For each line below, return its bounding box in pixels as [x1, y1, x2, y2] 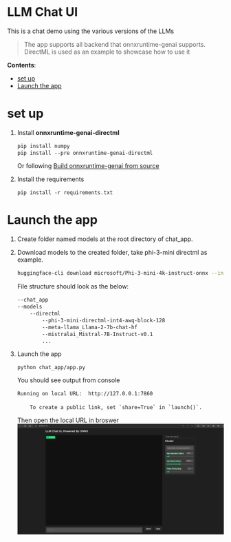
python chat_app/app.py [16, 364, 86, 371]
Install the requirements [16, 175, 85, 183]
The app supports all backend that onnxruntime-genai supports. [23, 40, 206, 48]
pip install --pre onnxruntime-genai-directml [16, 149, 153, 156]
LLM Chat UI [7, 4, 78, 20]
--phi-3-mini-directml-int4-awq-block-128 [42, 317, 166, 324]
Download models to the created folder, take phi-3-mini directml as [16, 248, 208, 256]
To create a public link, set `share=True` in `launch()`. [30, 404, 203, 410]
